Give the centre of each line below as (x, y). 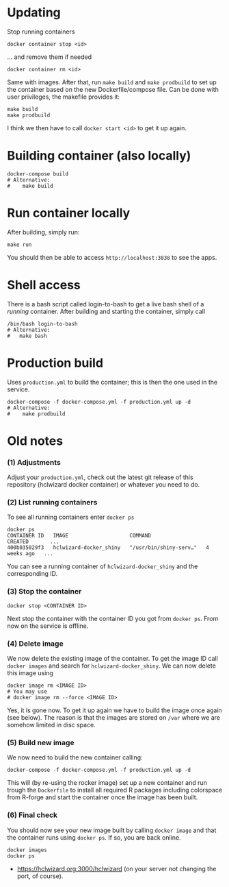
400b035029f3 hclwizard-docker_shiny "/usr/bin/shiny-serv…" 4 (108, 548)
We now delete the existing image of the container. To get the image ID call (113, 659)
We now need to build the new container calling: (75, 757)
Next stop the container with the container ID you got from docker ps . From (113, 618)
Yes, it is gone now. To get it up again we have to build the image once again (114, 710)
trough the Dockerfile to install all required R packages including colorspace (115, 790)
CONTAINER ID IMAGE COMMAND (79, 536)
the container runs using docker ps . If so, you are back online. (94, 837)
